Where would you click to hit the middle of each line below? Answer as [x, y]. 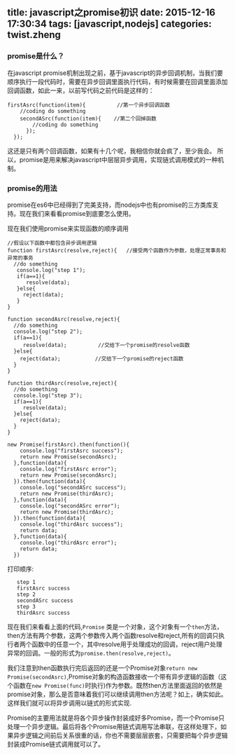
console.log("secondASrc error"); [70, 506]
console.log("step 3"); [48, 395]
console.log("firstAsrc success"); [72, 451]
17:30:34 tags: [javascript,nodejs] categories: [109, 24]
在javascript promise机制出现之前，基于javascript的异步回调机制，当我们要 [115, 73]
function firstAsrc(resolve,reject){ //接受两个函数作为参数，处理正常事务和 [117, 250]
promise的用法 [32, 188]
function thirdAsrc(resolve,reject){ [62, 383]
